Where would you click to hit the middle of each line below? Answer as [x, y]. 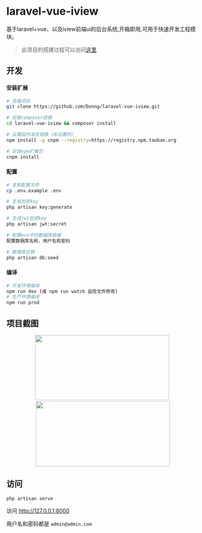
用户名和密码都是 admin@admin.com [49, 524]
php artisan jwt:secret [37, 224]
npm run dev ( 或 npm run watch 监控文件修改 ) [62, 291]
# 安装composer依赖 [29, 118]
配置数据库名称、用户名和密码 [38, 241]
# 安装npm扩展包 [25, 151]
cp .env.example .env [34, 191]
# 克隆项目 [18, 101]
